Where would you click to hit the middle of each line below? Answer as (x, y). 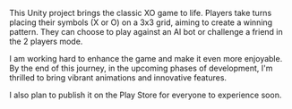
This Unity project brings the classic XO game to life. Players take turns (141, 13)
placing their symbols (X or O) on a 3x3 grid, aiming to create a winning (141, 22)
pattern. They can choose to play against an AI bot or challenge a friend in (146, 32)
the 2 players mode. (46, 41)
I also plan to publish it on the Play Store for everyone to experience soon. (146, 95)
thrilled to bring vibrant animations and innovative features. (118, 78)
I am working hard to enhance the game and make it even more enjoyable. (146, 59)
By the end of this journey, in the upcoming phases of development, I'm (141, 68)
